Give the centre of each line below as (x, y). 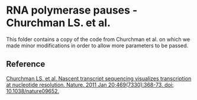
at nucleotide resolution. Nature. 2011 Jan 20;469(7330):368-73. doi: (90, 85)
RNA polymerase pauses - (72, 10)
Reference (26, 64)
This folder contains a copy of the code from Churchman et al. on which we (98, 39)
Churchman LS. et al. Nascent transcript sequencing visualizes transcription (99, 78)
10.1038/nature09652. (33, 91)
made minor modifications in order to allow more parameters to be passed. (97, 46)
